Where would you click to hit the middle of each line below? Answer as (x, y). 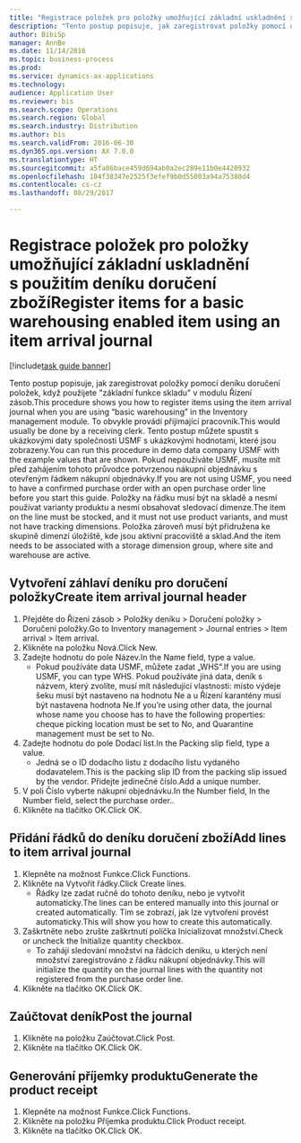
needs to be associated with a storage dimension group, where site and (141, 545)
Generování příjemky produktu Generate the (133, 1076)
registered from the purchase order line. (109, 979)
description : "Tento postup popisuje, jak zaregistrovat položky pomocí (148, 26)
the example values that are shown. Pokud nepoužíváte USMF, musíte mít (145, 459)
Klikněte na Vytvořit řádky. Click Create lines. (104, 883)
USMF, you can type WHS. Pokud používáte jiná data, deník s (149, 676)
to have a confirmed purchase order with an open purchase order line (138, 488)
